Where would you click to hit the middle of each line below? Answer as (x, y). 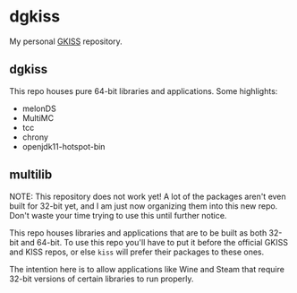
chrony (35, 137)
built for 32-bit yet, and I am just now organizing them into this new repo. (144, 206)
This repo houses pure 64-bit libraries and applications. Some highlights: (144, 90)
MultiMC (38, 117)
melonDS (39, 108)
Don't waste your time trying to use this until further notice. (118, 215)
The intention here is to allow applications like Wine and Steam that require (147, 269)
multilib (31, 175)
